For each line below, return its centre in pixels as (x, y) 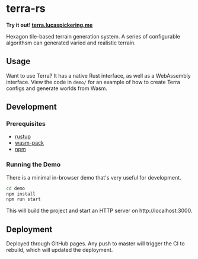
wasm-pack (29, 143)
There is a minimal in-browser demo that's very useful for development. (94, 177)
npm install (21, 194)
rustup (23, 137)
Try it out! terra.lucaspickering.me (49, 25)
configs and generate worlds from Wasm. (57, 88)
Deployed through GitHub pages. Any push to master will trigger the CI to (95, 244)
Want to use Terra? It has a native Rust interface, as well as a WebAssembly (98, 75)
